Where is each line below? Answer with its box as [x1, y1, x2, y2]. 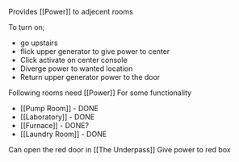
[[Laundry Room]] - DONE [19, 129, 107, 139]
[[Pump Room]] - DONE [19, 104, 99, 113]
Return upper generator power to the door [19, 73, 161, 81]
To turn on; [8, 23, 45, 31]
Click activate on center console [19, 56, 128, 64]
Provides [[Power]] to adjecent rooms [8, 7, 133, 16]
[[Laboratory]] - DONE [19, 112, 95, 122]
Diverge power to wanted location [19, 64, 133, 73]
